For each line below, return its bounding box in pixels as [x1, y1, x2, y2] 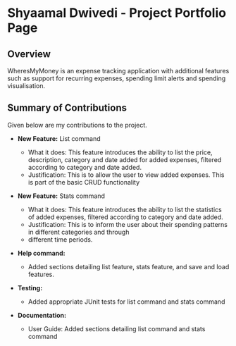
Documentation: [17, 311, 67, 319]
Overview [7, 48, 51, 60]
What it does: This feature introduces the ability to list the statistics [27, 205, 222, 214]
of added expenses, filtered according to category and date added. [27, 213, 223, 221]
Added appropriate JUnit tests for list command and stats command [27, 297, 225, 306]
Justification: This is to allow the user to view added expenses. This [27, 171, 225, 179]
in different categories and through [27, 228, 130, 236]
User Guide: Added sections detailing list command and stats [27, 324, 206, 333]
